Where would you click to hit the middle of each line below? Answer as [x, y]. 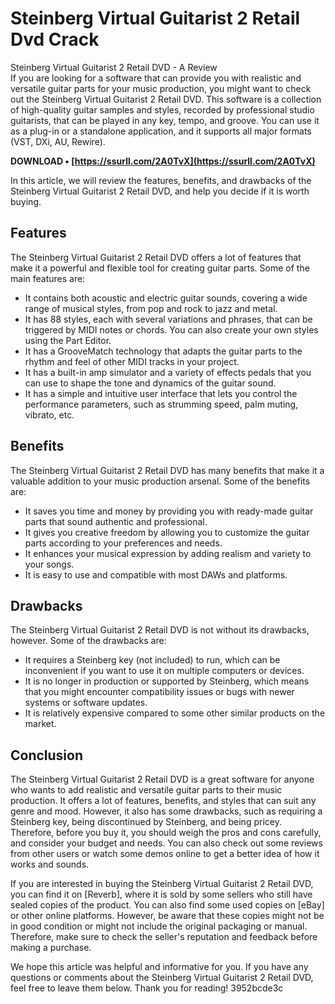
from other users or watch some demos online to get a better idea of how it [165, 854]
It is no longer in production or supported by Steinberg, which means [167, 681]
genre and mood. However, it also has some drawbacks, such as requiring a [166, 811]
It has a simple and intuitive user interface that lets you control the [161, 393]
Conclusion [47, 755]
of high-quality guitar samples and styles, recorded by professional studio [162, 109]
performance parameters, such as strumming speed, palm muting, [161, 404]
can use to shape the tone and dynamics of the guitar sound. [150, 383]
